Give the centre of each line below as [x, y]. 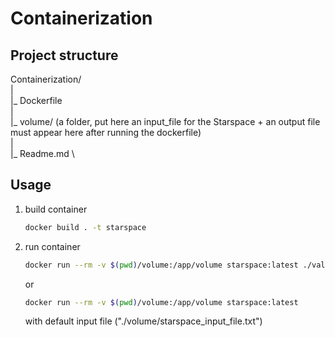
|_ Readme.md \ [42, 153]
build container [56, 209]
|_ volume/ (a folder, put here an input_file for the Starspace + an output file [165, 121]
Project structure [64, 55]
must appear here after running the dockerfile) [106, 132]
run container [52, 246]
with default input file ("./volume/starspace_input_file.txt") [143, 321]
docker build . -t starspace [85, 227]
